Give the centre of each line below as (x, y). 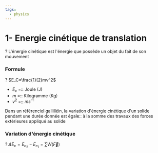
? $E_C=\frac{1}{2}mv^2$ (30, 80)
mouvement (17, 57)
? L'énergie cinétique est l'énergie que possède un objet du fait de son (76, 51)
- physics (19, 14)
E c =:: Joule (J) (27, 90)
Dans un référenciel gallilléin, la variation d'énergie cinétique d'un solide (77, 111)
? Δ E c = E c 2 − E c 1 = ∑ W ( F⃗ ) (32, 145)
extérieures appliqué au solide (35, 121)
